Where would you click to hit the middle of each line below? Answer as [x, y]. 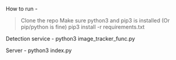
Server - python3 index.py [39, 50]
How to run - [22, 9]
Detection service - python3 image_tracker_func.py [71, 38]
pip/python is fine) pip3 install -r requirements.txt [82, 27]
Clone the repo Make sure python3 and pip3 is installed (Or [95, 20]
